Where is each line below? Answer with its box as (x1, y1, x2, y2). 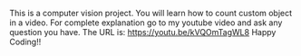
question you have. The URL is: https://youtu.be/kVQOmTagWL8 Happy (9, 27, 277, 37)
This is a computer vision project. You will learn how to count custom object (9, 8, 293, 18)
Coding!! (9, 36, 42, 47)
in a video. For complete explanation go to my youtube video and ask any (9, 17, 283, 28)
